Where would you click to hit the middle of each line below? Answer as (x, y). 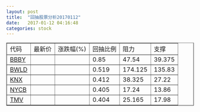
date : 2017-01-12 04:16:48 (42, 23)
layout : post (22, 12)
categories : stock (29, 28)
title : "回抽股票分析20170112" (44, 17)
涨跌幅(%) (72, 49)
